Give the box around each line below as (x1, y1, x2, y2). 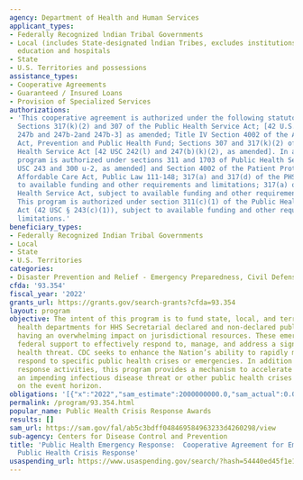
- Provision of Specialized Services (9, 96, 151, 106)
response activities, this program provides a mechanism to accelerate (17, 365, 293, 374)
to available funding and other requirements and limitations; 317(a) (17, 181, 289, 190)
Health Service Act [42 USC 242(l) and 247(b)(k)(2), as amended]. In (17, 147, 289, 156)
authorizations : (9, 105, 70, 114)
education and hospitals (17, 47, 111, 56)
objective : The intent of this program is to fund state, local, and (9, 314, 277, 324)
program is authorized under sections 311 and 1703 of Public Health (17, 155, 284, 165)
